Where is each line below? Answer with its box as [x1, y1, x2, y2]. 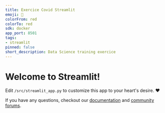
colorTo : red [5, 21, 33, 27]
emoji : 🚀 [5, 12, 24, 17]
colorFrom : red [5, 17, 37, 22]
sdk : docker [5, 26, 30, 31]
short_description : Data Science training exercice [5, 49, 116, 54]
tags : [5, 36, 17, 41]
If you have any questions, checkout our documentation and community [5, 97, 154, 103]
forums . [5, 102, 22, 108]
